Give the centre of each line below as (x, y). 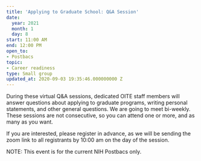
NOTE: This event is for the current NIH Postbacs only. (74, 152)
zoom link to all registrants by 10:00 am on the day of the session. (88, 140)
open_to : (17, 51)
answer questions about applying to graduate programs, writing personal (97, 103)
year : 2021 (25, 23)
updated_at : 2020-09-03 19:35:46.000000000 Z (64, 79)
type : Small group (29, 74)
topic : (14, 62)
